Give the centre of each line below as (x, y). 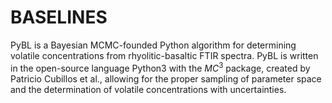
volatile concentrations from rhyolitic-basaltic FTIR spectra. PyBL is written (164, 55)
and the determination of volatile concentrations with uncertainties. (148, 89)
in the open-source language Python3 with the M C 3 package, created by (160, 67)
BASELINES (59, 17)
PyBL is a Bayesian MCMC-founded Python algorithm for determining (153, 45)
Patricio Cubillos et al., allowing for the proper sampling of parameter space (166, 78)
